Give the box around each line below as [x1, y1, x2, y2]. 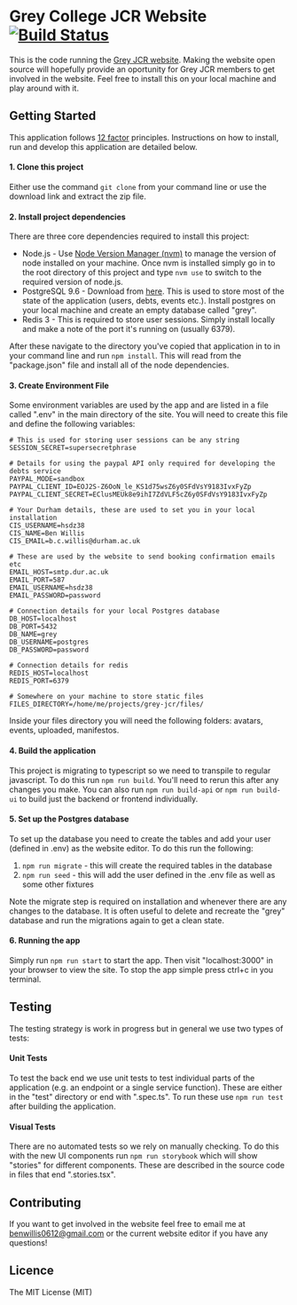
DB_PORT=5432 [9, 622, 58, 631]
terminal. [9, 974, 42, 985]
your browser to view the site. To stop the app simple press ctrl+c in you [9, 964, 274, 975]
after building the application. [9, 1101, 117, 1111]
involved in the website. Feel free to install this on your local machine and [9, 73, 277, 83]
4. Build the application [9, 745, 96, 755]
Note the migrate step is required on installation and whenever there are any [9, 896, 287, 906]
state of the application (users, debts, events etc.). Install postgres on [21, 296, 277, 306]
